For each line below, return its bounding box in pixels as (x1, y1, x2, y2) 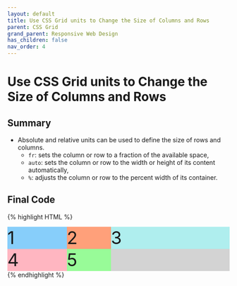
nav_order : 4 (7, 43, 46, 50)
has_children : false (7, 37, 68, 44)
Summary (7, 117, 51, 129)
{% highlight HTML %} (7, 212, 73, 221)
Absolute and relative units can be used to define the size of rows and (17, 136, 221, 144)
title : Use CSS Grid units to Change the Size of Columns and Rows (7, 17, 210, 24)
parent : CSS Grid (7, 23, 59, 30)
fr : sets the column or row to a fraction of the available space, (28, 151, 209, 159)
